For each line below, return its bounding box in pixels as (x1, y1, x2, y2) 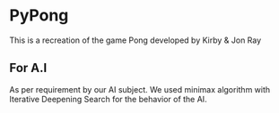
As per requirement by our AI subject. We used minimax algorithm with (9, 84, 271, 94)
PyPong (9, 5, 69, 26)
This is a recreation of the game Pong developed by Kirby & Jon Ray (9, 35, 262, 45)
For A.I (9, 61, 48, 76)
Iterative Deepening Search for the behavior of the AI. (9, 93, 208, 104)
